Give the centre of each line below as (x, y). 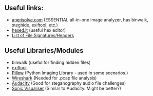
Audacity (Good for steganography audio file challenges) (69, 83)
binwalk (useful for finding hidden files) (51, 62)
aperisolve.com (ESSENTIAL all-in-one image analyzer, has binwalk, (80, 19)
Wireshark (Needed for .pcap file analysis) (54, 78)
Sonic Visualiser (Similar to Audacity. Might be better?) (66, 88)
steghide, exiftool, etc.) (35, 25)
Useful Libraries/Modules (44, 51)
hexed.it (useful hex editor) (39, 30)
